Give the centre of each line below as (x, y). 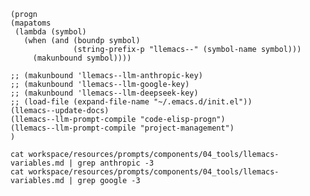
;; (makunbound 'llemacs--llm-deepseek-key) (104, 93)
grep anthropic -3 (116, 163)
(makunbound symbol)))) (82, 58)
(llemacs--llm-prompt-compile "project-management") (122, 128)
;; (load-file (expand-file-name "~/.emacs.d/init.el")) (131, 102)
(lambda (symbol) (50, 32)
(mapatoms (31, 23)
